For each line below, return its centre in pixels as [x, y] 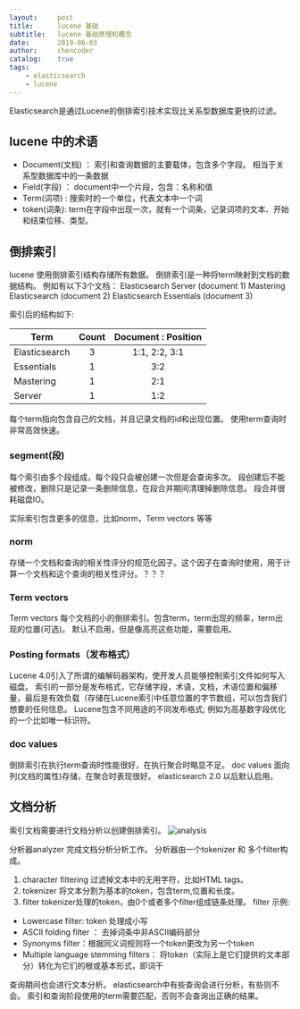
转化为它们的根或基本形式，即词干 [100, 965]
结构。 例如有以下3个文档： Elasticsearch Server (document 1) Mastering [151, 286]
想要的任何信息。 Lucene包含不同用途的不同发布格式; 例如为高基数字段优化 [147, 709]
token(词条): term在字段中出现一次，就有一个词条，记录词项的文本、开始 [155, 209]
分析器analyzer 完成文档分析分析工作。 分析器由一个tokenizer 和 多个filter [145, 849]
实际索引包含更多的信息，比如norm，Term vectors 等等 [111, 518]
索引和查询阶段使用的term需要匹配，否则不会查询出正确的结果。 [145, 996]
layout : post [42, 17]
